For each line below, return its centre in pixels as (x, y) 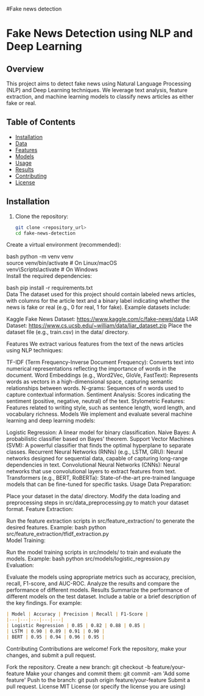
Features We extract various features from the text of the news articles (95, 344)
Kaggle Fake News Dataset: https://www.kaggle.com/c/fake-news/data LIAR (102, 319)
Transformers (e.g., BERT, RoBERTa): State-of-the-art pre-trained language (101, 478)
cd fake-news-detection (45, 233)
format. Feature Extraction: (40, 509)
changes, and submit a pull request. (51, 655)
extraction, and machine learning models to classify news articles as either (100, 96)
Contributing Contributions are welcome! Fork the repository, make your (97, 648)
